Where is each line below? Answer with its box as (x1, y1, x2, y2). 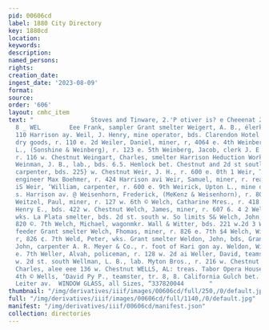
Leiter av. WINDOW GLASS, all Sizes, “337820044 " (15, 280, 214, 288)
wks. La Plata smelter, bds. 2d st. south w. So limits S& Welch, (15, 213, 242, 221)
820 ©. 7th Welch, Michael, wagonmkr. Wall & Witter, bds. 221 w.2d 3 (15, 220, 256, 228)
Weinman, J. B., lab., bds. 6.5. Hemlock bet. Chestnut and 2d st (15, 161, 242, 169)
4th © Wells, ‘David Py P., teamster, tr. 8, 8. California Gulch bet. (15, 272, 260, 280)
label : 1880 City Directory (8, 19, 102, 27)
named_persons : (8, 57, 59, 65)
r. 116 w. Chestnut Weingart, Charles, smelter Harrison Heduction (15, 153, 246, 161)
